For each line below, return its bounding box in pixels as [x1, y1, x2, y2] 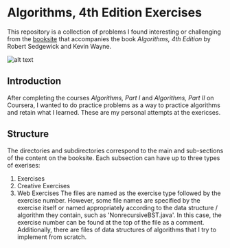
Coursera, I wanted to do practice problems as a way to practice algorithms [7, 101, 221, 109]
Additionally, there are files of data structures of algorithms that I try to [16, 225, 217, 234]
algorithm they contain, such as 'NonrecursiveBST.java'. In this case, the [16, 211, 222, 219]
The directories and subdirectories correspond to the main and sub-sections [7, 146, 224, 155]
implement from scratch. [16, 232, 87, 241]
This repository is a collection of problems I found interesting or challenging [7, 27, 222, 36]
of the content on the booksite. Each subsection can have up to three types [7, 153, 220, 162]
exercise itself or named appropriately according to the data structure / [16, 203, 218, 212]
